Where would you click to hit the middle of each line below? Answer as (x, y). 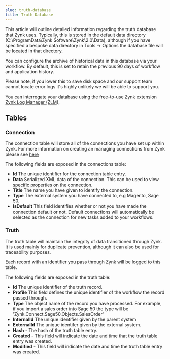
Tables (16, 118)
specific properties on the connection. (53, 185)
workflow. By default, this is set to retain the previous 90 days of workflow (83, 66)
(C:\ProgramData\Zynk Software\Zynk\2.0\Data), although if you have (78, 40)
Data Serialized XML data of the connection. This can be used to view (86, 179)
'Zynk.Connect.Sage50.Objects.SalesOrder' (58, 314)
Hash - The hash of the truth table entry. (55, 331)
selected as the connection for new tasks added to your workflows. (83, 217)
